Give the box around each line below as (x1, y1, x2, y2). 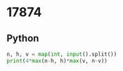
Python (6, 32, 39, 44)
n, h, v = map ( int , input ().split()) (6, 51, 117, 58)
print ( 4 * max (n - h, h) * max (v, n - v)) (6, 57, 108, 64)
